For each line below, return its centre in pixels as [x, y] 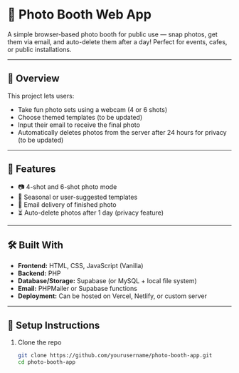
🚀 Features [32, 169]
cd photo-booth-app [47, 362]
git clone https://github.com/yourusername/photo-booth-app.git [115, 356]
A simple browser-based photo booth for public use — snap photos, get [113, 34]
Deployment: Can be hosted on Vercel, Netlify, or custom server [112, 296]
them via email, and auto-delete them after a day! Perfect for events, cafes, [117, 41]
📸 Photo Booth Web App [79, 15]
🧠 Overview [33, 79]
